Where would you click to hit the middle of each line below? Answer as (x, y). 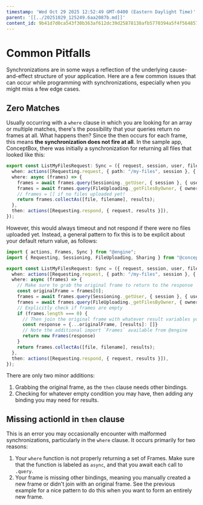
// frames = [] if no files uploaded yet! (71, 194)
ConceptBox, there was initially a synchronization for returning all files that (99, 148)
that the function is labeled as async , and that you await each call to (99, 465)
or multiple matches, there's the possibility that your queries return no (93, 129)
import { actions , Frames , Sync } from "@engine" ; (71, 252)
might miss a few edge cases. (43, 89)
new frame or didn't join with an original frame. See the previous (95, 484)
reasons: (17, 447)
